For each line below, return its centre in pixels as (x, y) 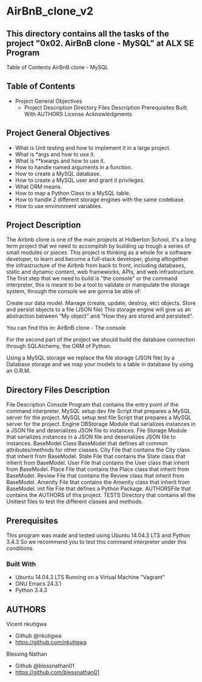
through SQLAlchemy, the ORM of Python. (59, 346)
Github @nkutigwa (38, 636)
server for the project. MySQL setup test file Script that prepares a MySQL (99, 417)
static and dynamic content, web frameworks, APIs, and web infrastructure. (101, 272)
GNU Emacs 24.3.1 (38, 584)
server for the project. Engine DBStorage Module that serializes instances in (101, 424)
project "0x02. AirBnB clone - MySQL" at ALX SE (100, 43)
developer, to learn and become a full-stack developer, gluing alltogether (97, 259)
